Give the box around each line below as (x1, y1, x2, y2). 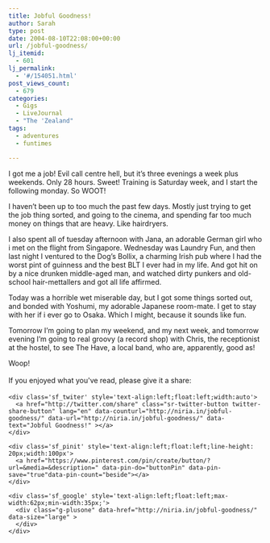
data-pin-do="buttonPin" (102, 463, 185, 472)
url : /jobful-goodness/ (8, 42, 89, 50)
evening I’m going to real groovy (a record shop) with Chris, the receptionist (8, 334, 260, 344)
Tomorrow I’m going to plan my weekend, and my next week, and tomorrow (8, 325, 260, 335)
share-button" (8, 407, 56, 416)
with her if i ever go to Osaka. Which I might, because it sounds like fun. (8, 310, 247, 320)
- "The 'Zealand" (15, 117, 74, 125)
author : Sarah (8, 19, 56, 27)
